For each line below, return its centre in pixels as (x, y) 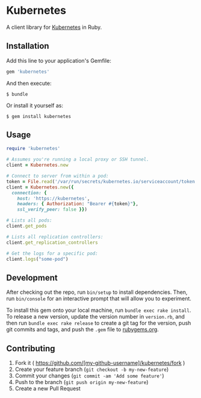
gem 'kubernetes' (28, 72)
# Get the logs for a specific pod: (52, 253)
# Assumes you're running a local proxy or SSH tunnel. (78, 160)
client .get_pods (26, 226)
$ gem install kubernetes (39, 116)
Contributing (31, 348)
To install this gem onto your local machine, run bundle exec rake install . (99, 310)
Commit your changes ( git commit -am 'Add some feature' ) (89, 376)
